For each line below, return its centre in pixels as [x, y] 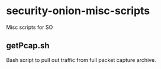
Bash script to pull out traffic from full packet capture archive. [81, 60]
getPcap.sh [28, 46]
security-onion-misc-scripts [78, 11]
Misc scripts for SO [30, 27]
